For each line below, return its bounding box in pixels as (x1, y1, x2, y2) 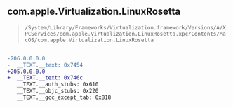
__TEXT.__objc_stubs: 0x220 (16, 88, 99, 95)
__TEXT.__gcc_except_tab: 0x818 (16, 94, 112, 101)
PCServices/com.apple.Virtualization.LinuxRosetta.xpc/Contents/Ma (24, 30, 226, 37)
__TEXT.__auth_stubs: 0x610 (16, 81, 99, 88)
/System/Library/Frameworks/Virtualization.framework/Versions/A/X (24, 24, 226, 31)
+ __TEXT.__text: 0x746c (7, 74, 83, 81)
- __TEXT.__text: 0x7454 (7, 61, 83, 69)
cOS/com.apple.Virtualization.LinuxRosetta (24, 36, 154, 43)
